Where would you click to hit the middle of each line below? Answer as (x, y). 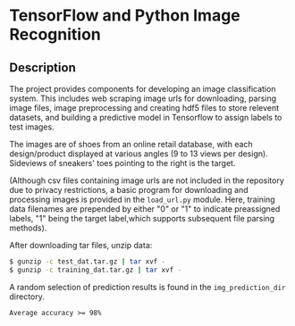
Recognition (55, 34)
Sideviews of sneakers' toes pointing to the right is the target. (122, 163)
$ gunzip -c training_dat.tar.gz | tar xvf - (95, 270)
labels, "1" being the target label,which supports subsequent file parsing (142, 218)
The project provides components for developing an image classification (143, 89)
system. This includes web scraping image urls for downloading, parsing (143, 98)
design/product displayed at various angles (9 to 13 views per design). (139, 154)
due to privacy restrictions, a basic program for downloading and (129, 190)
